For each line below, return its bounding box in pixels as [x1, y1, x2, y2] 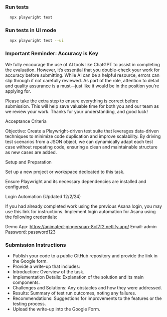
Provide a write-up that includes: [12, 263, 80, 269]
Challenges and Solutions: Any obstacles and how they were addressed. [12, 284, 162, 290]
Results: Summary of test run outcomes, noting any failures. [12, 290, 136, 296]
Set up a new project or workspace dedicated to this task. [5, 169, 125, 175]
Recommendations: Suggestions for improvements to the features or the [12, 295, 162, 301]
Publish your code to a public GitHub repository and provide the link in [12, 252, 158, 259]
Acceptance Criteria [5, 118, 47, 124]
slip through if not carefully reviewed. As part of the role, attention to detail [5, 77, 159, 83]
